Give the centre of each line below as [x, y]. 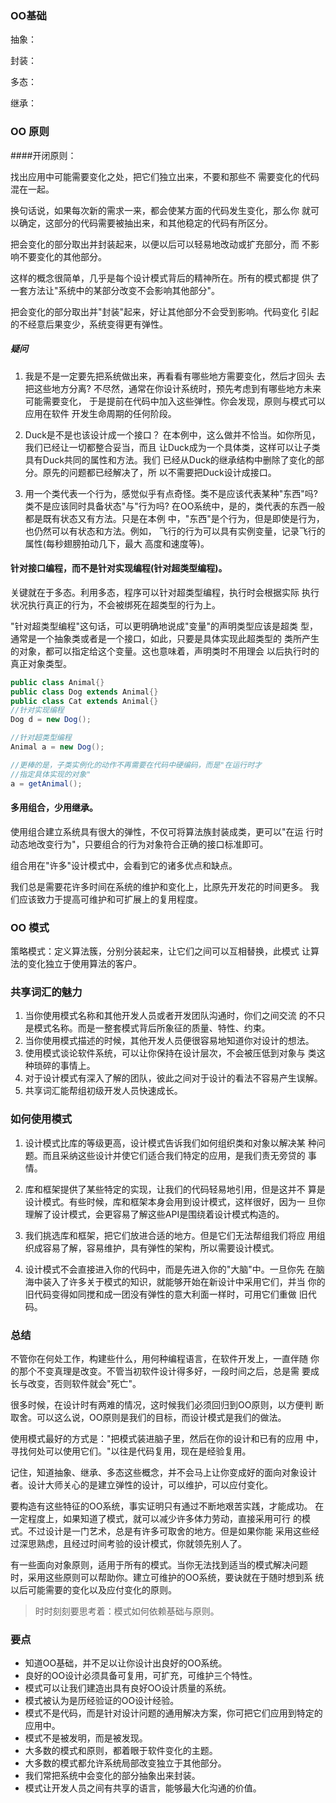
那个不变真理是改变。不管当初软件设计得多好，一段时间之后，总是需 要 [164, 1371]
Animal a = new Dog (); [57, 747]
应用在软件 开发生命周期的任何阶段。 [100, 413]
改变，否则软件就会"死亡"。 [84, 1383]
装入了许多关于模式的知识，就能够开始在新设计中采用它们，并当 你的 [184, 1281]
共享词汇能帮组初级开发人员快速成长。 [103, 1091]
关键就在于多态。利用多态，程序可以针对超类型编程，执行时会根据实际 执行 [165, 592]
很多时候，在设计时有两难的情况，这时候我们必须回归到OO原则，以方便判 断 [167, 1404]
